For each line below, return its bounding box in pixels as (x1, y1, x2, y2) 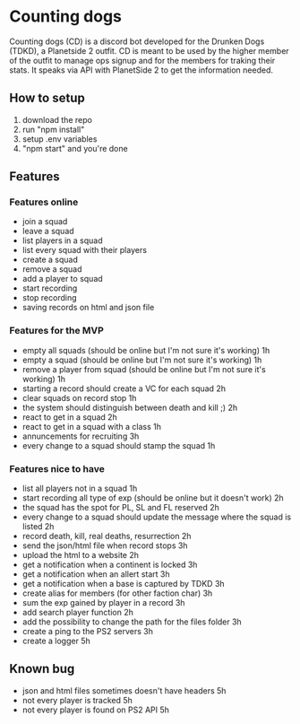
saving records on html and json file (21, 302, 155, 313)
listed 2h (21, 521, 55, 532)
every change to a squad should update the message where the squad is (21, 511, 292, 522)
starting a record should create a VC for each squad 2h (21, 383, 227, 394)
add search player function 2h (21, 607, 134, 618)
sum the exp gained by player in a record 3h (21, 598, 185, 608)
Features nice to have (9, 462, 106, 475)
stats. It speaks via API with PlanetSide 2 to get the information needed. (9, 65, 273, 75)
